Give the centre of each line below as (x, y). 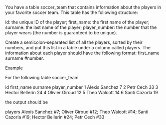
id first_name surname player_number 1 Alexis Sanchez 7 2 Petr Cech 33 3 (82, 87)
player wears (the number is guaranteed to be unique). (61, 33)
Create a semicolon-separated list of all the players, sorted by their (74, 42)
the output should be (27, 102)
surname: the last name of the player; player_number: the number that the (81, 27)
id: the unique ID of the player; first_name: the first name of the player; (77, 22)
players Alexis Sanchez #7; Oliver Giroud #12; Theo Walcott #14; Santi (77, 112)
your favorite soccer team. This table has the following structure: (72, 12)
